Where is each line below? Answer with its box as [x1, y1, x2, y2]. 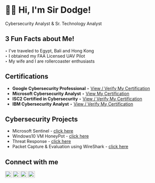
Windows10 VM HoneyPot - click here [12, 133, 89, 139]
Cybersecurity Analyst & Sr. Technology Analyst [5, 21, 102, 26]
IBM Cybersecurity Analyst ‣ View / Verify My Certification [12, 101, 133, 107]
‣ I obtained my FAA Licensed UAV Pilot [5, 53, 85, 59]
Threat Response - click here [12, 138, 71, 144]
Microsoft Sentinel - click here [12, 128, 74, 134]
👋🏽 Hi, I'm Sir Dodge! [5, 4, 91, 16]
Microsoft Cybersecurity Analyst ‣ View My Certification [12, 91, 129, 96]
